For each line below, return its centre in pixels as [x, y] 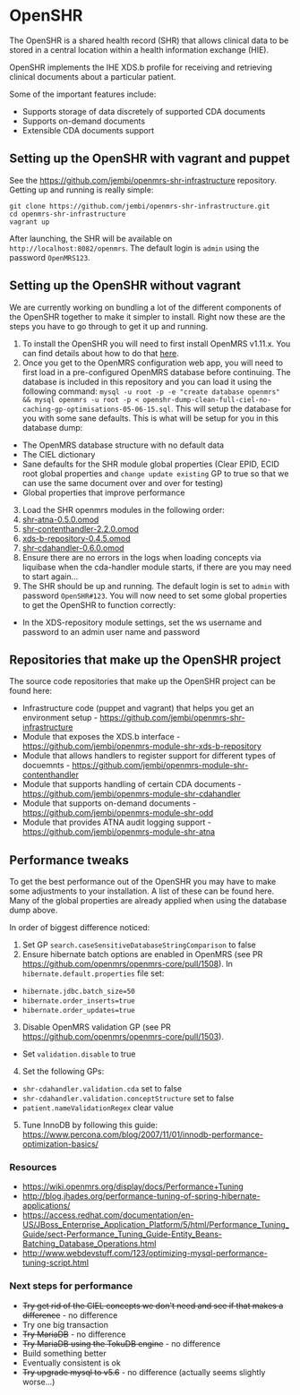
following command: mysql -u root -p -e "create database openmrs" [151, 391]
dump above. [34, 911]
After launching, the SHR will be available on [91, 238]
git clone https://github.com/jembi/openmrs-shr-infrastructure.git [140, 206]
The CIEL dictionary [59, 454]
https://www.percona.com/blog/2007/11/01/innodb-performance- [143, 1134]
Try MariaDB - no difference [74, 1334]
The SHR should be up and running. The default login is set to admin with [156, 586]
